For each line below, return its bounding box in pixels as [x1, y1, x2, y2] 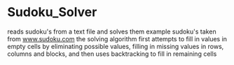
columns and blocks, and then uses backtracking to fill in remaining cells [7, 50, 217, 58]
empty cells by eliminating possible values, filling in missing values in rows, [7, 42, 224, 50]
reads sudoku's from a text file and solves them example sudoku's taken [7, 27, 216, 36]
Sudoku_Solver [7, 4, 97, 20]
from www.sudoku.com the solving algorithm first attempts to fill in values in [7, 34, 228, 43]
